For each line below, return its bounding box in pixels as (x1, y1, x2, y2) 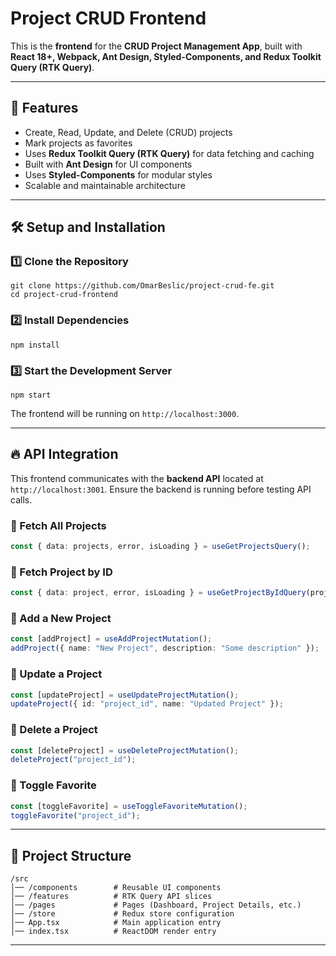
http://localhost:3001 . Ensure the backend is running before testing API (10, 483, 312, 495)
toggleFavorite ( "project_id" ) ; (10, 810, 141, 821)
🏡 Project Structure (10, 847, 132, 864)
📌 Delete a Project (10, 723, 98, 737)
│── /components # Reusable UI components (10, 883, 222, 893)
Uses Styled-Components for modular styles (24, 168, 213, 181)
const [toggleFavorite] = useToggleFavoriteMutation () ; (10, 801, 248, 811)
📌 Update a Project (10, 667, 103, 681)
